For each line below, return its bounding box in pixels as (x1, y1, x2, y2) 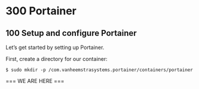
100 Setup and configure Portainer (5, 28, 137, 38)
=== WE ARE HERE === (5, 78, 65, 84)
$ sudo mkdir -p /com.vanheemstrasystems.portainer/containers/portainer (5, 67, 194, 73)
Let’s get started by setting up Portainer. (5, 44, 105, 51)
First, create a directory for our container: (5, 56, 108, 62)
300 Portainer (5, 4, 77, 18)
